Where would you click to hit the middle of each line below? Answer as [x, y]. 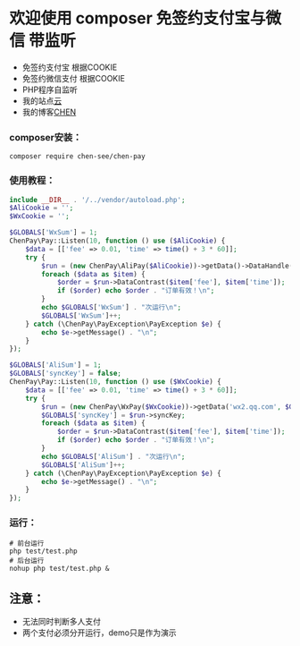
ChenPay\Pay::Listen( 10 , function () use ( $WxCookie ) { [115, 382]
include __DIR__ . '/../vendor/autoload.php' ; [97, 200]
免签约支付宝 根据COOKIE [70, 67]
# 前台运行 [27, 544]
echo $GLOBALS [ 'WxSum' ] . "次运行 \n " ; [111, 308]
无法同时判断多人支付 [61, 622]
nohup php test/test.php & [59, 569]
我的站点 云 [42, 100]
